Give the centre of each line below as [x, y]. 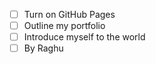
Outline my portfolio [64, 26]
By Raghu [43, 48]
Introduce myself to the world [84, 37]
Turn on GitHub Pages [69, 14]
